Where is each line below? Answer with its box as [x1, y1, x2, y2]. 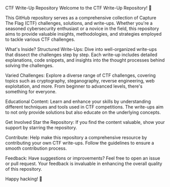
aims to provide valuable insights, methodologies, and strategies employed [5, 31, 162, 37]
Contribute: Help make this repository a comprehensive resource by [5, 135, 147, 140]
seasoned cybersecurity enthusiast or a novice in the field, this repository [5, 25, 159, 32]
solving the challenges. [5, 63, 54, 68]
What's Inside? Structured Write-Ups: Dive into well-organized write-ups [5, 46, 157, 52]
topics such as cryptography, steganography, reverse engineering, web [5, 78, 155, 84]
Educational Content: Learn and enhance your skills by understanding [5, 98, 151, 104]
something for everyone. [5, 89, 57, 94]
